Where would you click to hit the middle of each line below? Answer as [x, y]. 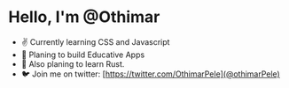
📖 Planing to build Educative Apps [83, 55]
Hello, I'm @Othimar [84, 17]
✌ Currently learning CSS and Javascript [95, 41]
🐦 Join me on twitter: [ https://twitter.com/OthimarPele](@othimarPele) [150, 74]
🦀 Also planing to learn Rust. [73, 63]
